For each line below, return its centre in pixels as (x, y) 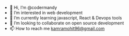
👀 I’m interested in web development (46, 13)
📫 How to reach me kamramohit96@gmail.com (57, 28)
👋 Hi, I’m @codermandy (33, 8)
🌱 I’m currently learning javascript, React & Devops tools (66, 18)
